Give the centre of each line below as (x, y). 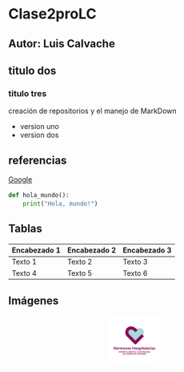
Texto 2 (80, 262)
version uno (40, 127)
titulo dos (32, 70)
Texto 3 (135, 262)
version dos (39, 135)
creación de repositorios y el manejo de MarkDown (93, 111)
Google (20, 180)
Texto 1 (24, 262)
